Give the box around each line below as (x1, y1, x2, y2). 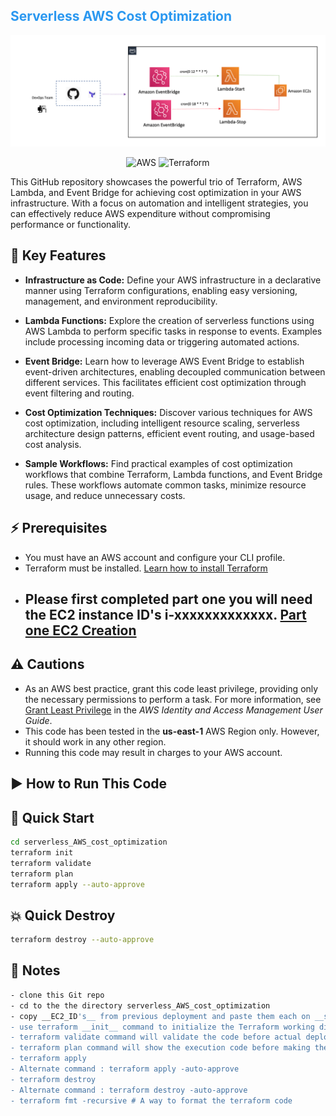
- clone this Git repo (10, 990, 105, 1000)
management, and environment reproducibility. (24, 295, 218, 307)
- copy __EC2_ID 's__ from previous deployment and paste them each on (10, 1011, 311, 1021)
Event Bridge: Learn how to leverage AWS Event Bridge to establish (24, 355, 305, 367)
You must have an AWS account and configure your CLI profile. (24, 551, 286, 563)
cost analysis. (24, 438, 82, 450)
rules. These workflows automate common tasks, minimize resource (24, 479, 307, 491)
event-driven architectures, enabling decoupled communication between (24, 365, 326, 378)
